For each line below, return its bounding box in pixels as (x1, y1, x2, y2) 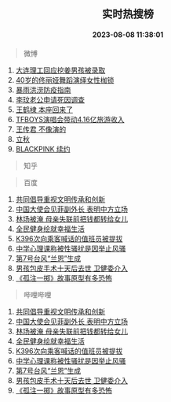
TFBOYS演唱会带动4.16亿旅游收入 (15, 114, 125, 124)
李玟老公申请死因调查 (15, 95, 85, 104)
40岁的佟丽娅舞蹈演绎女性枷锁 (15, 75, 115, 84)
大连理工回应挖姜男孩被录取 (15, 65, 106, 75)
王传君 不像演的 (15, 125, 67, 134)
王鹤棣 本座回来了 (15, 105, 73, 114)
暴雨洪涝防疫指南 (15, 85, 71, 95)
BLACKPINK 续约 (15, 144, 71, 154)
